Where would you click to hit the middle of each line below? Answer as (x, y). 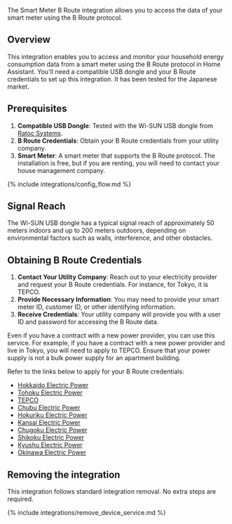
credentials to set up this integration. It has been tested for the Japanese (112, 79)
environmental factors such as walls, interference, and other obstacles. (110, 238)
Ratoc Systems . (40, 133)
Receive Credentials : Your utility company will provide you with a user (119, 314)
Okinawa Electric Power (52, 452)
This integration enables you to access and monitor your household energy (116, 56)
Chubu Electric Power (49, 408)
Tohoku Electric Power (50, 392)
